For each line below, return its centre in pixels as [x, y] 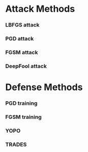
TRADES [16, 144]
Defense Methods [44, 87]
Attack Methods [40, 9]
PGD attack [20, 39]
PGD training [21, 103]
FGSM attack [22, 52]
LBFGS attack [23, 25]
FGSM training [24, 117]
